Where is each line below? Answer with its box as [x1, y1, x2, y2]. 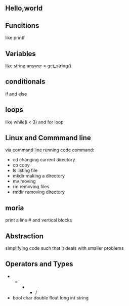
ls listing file [12, 167, 38, 173]
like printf [5, 35, 25, 41]
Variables [5, 49, 36, 58]
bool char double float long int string [12, 294, 89, 300]
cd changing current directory [12, 157, 75, 163]
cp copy [12, 162, 30, 168]
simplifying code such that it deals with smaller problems [5, 245, 124, 251]
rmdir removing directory [12, 189, 65, 195]
